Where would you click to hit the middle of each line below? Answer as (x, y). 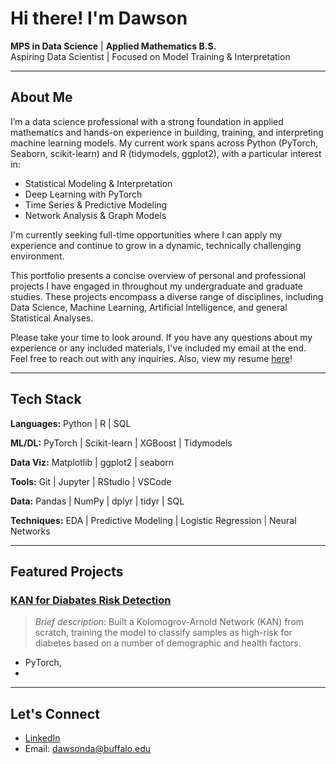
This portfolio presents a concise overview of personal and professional (158, 275)
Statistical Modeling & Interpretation (98, 183)
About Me (41, 97)
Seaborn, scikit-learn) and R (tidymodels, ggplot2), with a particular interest (166, 153)
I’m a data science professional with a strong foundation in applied (147, 121)
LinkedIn (42, 738)
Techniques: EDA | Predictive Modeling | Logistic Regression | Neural (153, 520)
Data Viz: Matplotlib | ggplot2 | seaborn (92, 462)
